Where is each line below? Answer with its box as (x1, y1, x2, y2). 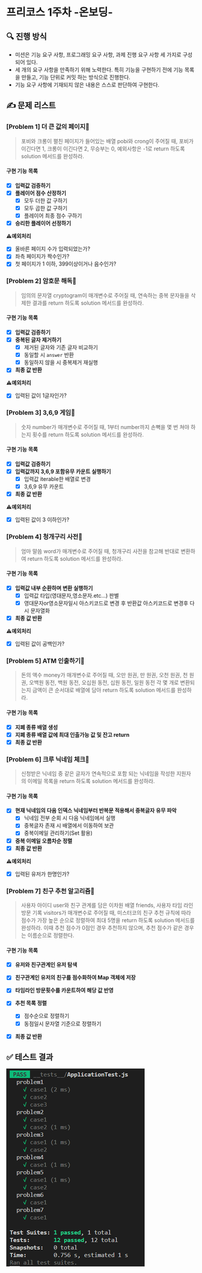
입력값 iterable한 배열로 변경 (23, 475, 91, 483)
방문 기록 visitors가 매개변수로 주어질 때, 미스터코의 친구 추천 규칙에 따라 (20, 909, 191, 916)
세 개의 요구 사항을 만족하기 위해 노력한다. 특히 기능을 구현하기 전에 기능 (14, 66, 183, 73)
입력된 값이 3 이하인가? (14, 516, 70, 524)
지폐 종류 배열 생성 (14, 723, 58, 731)
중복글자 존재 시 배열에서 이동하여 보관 (23, 822, 114, 829)
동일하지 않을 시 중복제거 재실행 (23, 359, 98, 366)
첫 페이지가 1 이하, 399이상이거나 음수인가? (14, 260, 117, 268)
